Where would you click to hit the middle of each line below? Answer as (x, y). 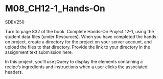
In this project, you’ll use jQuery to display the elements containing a (74, 61)
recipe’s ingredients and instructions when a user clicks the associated (76, 67)
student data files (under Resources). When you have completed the (74, 37)
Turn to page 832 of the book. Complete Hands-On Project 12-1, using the (80, 31)
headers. (14, 72)
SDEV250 (15, 22)
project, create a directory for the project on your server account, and (82, 41)
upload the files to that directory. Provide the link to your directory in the (78, 47)
